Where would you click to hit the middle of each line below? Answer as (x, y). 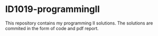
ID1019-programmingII (52, 9)
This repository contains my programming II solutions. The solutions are (79, 23)
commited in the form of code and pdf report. (52, 28)
